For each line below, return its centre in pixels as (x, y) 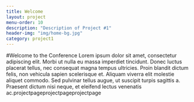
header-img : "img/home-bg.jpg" (44, 33)
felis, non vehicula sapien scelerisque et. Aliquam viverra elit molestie (90, 74)
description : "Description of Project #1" (59, 28)
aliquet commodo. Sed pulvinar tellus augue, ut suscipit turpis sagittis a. (93, 80)
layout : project (26, 17)
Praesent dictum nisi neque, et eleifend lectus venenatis (74, 86)
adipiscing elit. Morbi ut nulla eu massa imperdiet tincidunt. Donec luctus (94, 62)
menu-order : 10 (25, 22)
